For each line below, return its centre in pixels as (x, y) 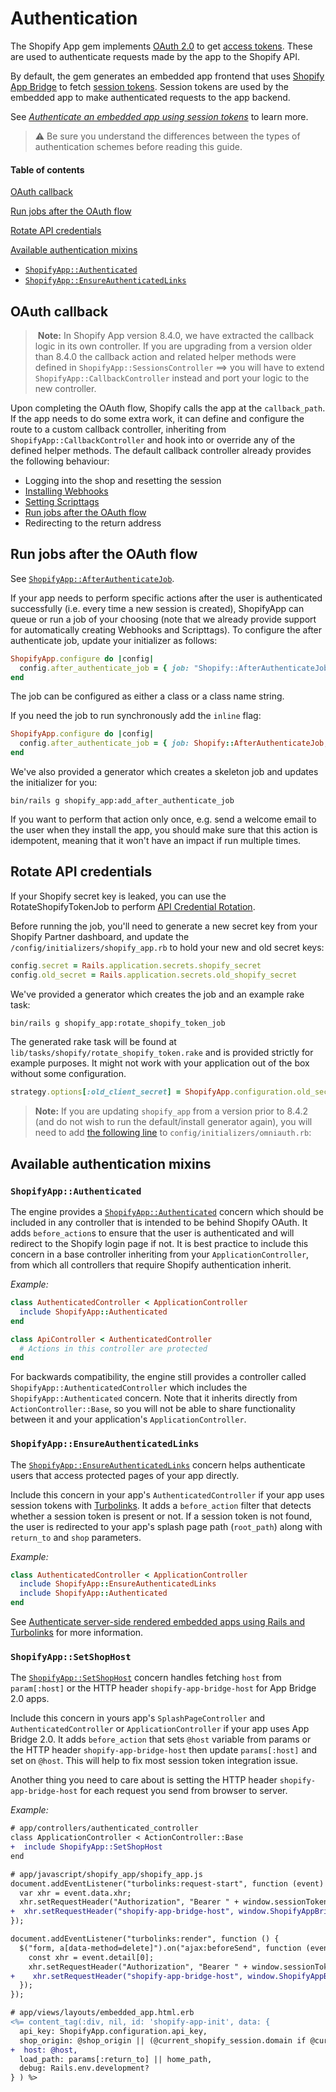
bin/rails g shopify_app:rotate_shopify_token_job (118, 1023)
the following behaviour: (60, 461)
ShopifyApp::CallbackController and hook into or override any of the (153, 439)
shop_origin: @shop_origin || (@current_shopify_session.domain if (163, 2040)
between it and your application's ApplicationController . (128, 1419)
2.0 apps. (30, 1699)
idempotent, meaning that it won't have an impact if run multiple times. (156, 841)
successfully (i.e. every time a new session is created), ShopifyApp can (157, 608)
